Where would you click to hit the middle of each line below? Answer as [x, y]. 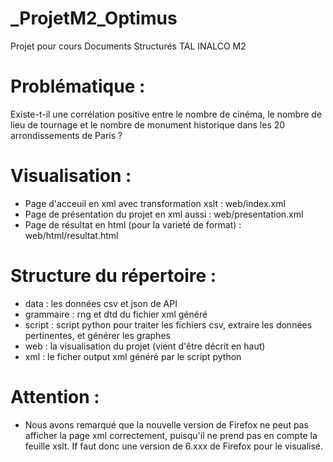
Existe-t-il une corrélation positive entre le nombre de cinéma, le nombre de [166, 114]
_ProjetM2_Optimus [94, 18]
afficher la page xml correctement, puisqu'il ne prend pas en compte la [171, 435]
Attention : [55, 396]
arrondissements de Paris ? [66, 135]
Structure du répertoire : [113, 276]
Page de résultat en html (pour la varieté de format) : [133, 224]
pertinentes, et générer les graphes [97, 335]
